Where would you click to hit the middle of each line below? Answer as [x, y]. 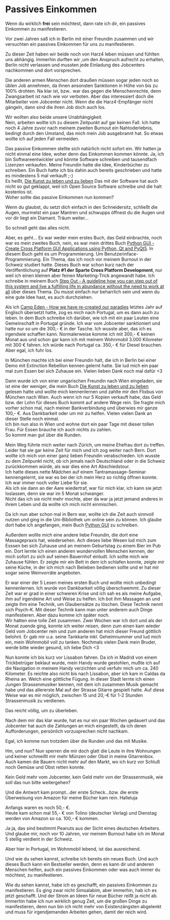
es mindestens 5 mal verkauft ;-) [39, 175]
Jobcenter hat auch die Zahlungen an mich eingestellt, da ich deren [76, 726]
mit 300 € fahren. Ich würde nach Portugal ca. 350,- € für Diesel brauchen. [84, 345]
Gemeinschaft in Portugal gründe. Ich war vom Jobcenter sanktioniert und [83, 323]
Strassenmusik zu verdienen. [36, 701]
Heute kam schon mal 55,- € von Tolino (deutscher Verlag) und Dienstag [81, 813]
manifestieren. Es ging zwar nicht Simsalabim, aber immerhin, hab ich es [81, 890]
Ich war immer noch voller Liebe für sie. [47, 483]
